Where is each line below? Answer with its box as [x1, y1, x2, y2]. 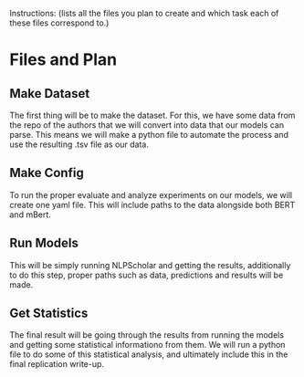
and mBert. [9, 209, 52, 220]
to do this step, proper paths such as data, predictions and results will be [9, 269, 284, 280]
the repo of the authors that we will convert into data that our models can [9, 120, 285, 131]
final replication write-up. [9, 359, 105, 370]
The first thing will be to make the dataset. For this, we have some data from [9, 110, 296, 120]
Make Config [9, 165, 84, 181]
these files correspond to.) [9, 17, 110, 28]
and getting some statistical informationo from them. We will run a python [9, 340, 286, 351]
